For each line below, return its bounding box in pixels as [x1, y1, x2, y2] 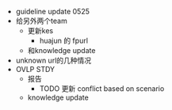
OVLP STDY [15, 65, 55, 74]
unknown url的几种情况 [15, 55, 92, 65]
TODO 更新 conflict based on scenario [39, 84, 165, 93]
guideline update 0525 [15, 7, 90, 16]
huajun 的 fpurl [39, 36, 89, 45]
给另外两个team [15, 16, 67, 25]
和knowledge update [27, 46, 96, 55]
